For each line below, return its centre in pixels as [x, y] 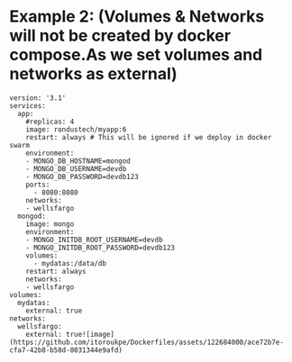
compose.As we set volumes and [136, 55]
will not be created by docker [120, 36]
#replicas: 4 [50, 122]
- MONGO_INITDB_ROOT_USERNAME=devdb [95, 240]
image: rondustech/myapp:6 [76, 129]
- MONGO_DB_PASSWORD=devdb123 [82, 176]
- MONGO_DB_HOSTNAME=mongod [78, 161]
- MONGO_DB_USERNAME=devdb [76, 168]
